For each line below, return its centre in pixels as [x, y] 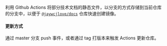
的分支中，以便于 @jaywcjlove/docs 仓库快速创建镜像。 [62, 13]
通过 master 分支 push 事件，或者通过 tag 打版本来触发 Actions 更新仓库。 [82, 38]
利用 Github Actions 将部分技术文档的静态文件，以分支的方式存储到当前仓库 [83, 7]
